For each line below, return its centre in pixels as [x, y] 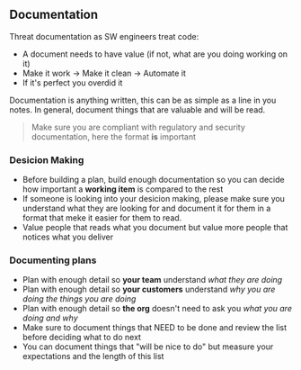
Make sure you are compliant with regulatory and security [138, 127]
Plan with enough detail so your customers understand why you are [149, 289]
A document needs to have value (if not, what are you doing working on [155, 54]
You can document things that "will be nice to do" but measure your [148, 347]
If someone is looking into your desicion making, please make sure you [154, 199]
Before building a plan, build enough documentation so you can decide [153, 180]
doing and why [50, 318]
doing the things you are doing [79, 299]
